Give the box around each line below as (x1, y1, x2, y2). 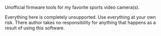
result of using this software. (5, 25, 65, 31)
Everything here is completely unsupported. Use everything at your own (5, 14, 156, 20)
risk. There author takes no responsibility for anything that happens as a (5, 20, 156, 25)
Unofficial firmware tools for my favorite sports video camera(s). (5, 5, 140, 10)
